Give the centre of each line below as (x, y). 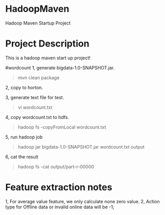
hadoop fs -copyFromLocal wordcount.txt (62, 127)
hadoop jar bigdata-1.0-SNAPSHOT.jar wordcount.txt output (81, 147)
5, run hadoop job (24, 137)
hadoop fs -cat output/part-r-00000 (56, 166)
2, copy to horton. (24, 87)
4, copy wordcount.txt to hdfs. (37, 117)
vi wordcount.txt (35, 107)
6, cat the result (22, 157)
